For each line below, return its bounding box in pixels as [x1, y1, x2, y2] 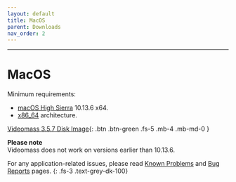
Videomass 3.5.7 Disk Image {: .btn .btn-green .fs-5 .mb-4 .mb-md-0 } [7, 124, 209, 134]
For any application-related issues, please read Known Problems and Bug [7, 160, 220, 168]
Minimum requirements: [7, 90, 76, 98]
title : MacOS [7, 17, 46, 24]
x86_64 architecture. [17, 111, 77, 119]
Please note [7, 138, 43, 147]
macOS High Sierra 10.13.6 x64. [17, 103, 109, 112]
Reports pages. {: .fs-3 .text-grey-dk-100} [7, 167, 129, 176]
